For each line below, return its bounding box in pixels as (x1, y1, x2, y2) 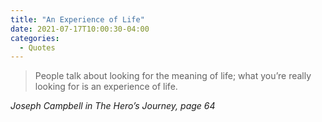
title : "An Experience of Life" (10, 14, 145, 25)
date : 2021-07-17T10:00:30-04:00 (10, 24, 150, 34)
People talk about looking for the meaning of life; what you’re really (34, 70, 312, 82)
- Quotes (19, 42, 56, 53)
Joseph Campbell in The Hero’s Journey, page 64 (10, 100, 216, 112)
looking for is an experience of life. (34, 81, 178, 93)
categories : (10, 33, 60, 43)
